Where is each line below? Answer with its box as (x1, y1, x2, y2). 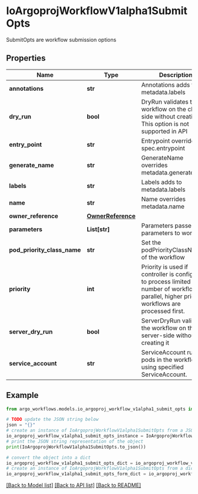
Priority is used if (141, 262, 189, 271)
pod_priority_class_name (9, 246, 81, 254)
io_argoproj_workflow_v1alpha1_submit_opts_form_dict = (6, 471, 146, 477)
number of (141, 285, 170, 293)
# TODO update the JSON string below (6, 417, 99, 423)
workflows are (141, 299, 181, 308)
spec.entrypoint (141, 144, 186, 152)
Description (159, 71, 193, 79)
